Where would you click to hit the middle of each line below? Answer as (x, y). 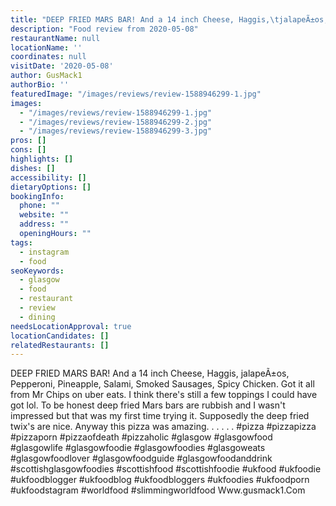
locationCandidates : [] (60, 336)
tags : (21, 242)
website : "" (44, 215)
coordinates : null (48, 57)
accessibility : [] (48, 177)
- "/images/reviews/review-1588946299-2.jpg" (116, 122)
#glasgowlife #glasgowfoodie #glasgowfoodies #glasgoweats (138, 448)
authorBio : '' (40, 85)
